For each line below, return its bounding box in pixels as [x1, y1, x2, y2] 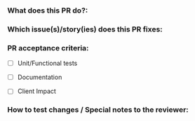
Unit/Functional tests [17, 59, 78, 68]
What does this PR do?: [7, 6, 88, 15]
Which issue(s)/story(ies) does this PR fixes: [7, 24, 163, 34]
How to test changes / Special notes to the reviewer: [7, 105, 189, 115]
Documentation [17, 73, 62, 82]
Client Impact [17, 87, 56, 96]
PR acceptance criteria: [7, 43, 89, 52]
